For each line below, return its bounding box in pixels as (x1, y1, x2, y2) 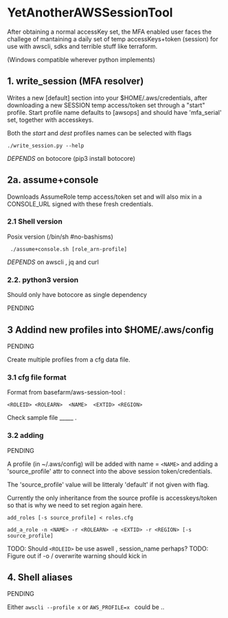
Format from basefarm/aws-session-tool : (7, 388, 126, 397)
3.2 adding (7, 431, 44, 441)
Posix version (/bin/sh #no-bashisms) (7, 232, 113, 241)
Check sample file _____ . (7, 414, 77, 422)
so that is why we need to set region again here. (7, 500, 143, 509)
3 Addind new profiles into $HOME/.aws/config (7, 324, 214, 335)
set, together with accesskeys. (7, 115, 94, 124)
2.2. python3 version (7, 275, 79, 285)
